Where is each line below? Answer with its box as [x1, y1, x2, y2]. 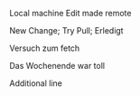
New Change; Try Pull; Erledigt [9, 25, 124, 35]
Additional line [9, 78, 63, 89]
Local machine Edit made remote [9, 8, 132, 18]
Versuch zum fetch [9, 43, 80, 53]
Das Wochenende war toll [9, 61, 106, 71]
